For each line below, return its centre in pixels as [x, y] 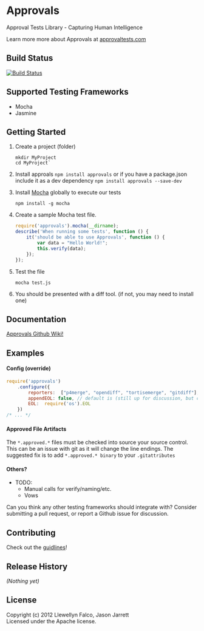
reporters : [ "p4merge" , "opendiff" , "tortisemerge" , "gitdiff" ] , [114, 393]
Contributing [31, 532]
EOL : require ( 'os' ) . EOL [59, 404]
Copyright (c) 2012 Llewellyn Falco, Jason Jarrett [68, 615]
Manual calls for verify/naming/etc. [68, 489]
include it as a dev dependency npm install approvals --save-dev [98, 181]
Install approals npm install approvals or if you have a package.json [101, 174]
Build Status [30, 58]
